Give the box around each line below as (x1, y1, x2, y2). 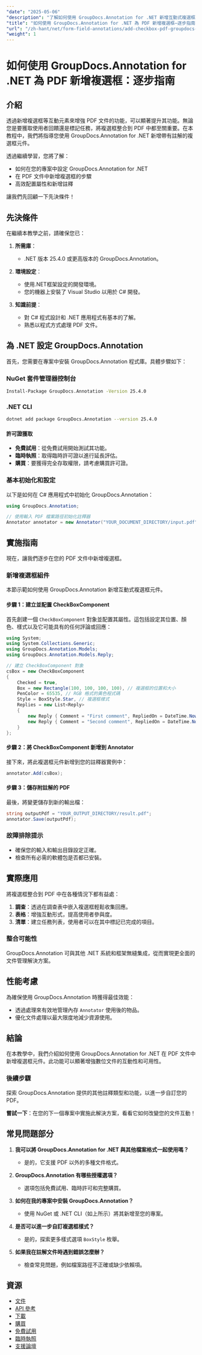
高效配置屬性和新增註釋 (14, 180, 73, 187)
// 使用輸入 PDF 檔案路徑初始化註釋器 (6, 514, 91, 520)
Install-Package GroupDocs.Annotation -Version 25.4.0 (6, 388, 147, 394)
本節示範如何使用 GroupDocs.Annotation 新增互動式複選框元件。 (6, 586, 167, 593)
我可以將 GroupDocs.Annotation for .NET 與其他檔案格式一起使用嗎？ (14, 1145, 189, 1153)
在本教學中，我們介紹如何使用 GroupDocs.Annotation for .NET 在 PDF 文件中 (6, 1050, 196, 1058)
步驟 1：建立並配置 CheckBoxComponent (6, 600, 110, 608)
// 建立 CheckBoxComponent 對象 (6, 663, 84, 669)
